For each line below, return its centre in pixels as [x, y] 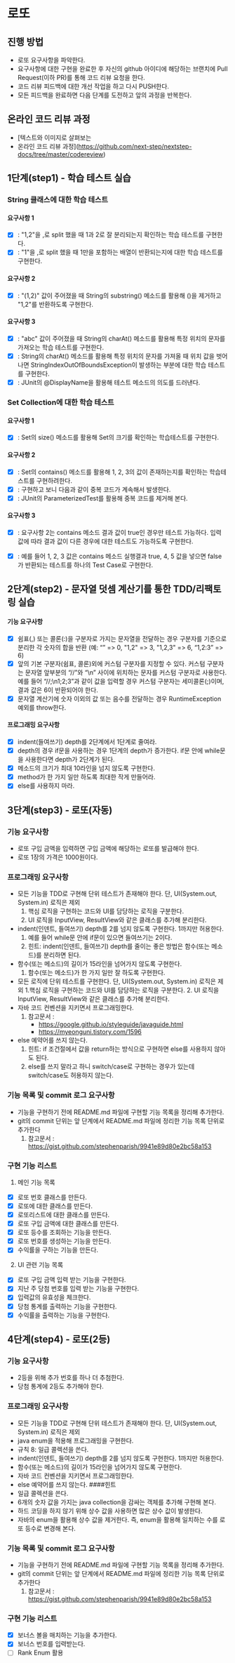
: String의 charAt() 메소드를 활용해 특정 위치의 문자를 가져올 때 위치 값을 [116, 356]
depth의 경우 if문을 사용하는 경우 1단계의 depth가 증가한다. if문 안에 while [119, 750]
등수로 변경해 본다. [50, 1528]
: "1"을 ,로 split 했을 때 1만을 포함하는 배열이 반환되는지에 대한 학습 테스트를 [120, 252]
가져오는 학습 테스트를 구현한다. [60, 347]
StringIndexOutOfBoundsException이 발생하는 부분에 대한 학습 [119, 365]
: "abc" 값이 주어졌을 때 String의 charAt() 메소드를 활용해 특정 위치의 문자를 [121, 338]
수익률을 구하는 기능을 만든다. [58, 1250]
